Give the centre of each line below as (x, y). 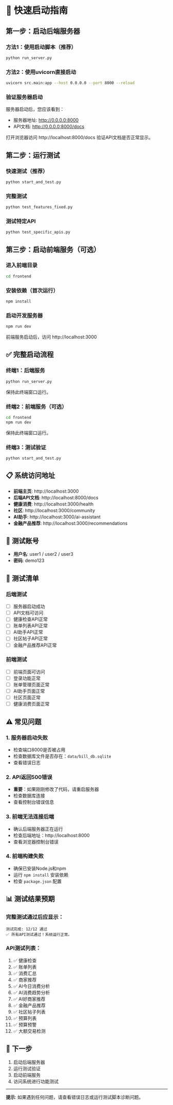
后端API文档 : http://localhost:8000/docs (56, 497)
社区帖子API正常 (31, 638)
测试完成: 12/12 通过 (27, 929)
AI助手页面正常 (29, 691)
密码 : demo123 (29, 560)
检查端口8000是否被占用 (39, 749)
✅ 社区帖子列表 (29, 1012)
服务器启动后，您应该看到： (35, 109)
